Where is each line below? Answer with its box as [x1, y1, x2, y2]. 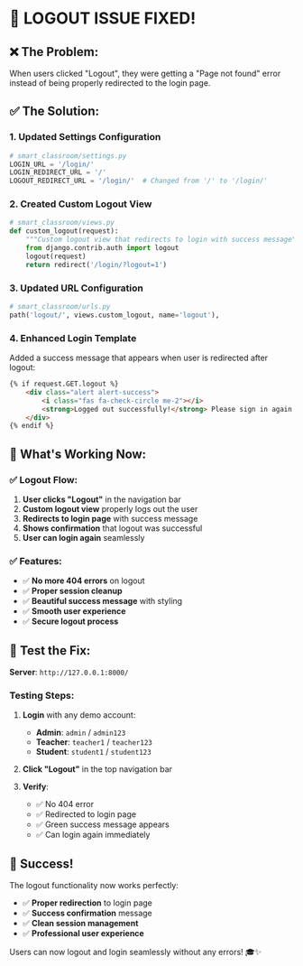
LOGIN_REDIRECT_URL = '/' [9, 168, 106, 177]
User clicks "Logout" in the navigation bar [22, 494, 182, 505]
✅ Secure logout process [22, 616, 119, 627]
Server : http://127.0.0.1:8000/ [9, 667, 129, 678]
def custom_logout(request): [9, 227, 119, 236]
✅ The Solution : [9, 104, 100, 119]
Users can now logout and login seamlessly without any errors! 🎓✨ [9, 947, 262, 958]
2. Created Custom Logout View [9, 198, 152, 210]
